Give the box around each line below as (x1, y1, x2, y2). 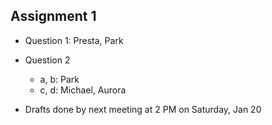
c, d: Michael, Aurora (39, 84, 127, 96)
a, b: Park (39, 73, 80, 85)
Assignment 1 (10, 8, 97, 25)
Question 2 (24, 54, 71, 66)
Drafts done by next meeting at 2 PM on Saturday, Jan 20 (24, 103, 262, 115)
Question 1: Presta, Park (24, 34, 124, 46)
